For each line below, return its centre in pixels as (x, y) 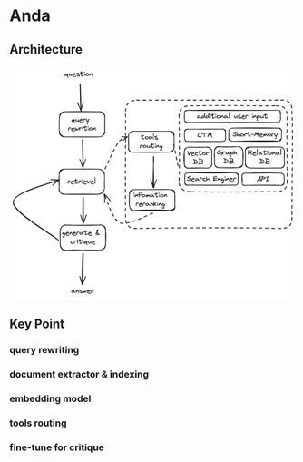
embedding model (50, 398)
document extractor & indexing (79, 375)
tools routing (38, 423)
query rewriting (44, 350)
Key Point (37, 324)
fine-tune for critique (57, 447)
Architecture (46, 49)
